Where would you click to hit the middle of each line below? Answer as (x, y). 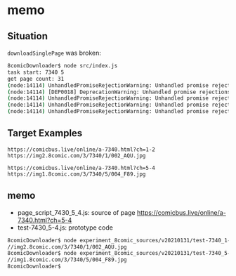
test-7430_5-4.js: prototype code (65, 228)
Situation (27, 36)
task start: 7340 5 (36, 72)
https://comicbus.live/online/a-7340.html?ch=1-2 (81, 150)
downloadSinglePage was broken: (54, 53)
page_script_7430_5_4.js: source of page (76, 212)
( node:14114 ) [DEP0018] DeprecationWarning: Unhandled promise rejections (119, 92)
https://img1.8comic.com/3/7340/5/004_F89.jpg (77, 174)
